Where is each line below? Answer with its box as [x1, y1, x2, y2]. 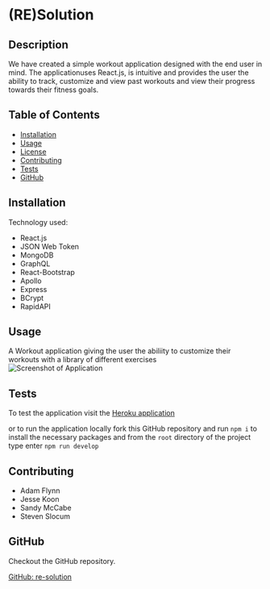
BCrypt [19, 293, 44, 303]
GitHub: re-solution [8, 571, 73, 582]
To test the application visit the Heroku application [8, 408, 175, 418]
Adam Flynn [19, 486, 60, 495]
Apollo [19, 276, 42, 286]
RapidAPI [19, 301, 51, 311]
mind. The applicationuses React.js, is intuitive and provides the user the [8, 68, 249, 77]
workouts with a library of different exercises [8, 355, 157, 365]
